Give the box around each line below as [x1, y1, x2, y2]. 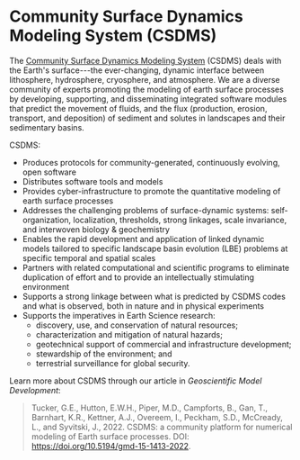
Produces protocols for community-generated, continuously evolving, [22, 157, 280, 167]
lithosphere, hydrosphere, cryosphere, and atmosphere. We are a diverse [9, 74, 280, 85]
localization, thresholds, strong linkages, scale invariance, [73, 214, 287, 225]
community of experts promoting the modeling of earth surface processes [9, 84, 285, 95]
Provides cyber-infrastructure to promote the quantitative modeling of [22, 185, 281, 196]
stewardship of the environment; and [35, 348, 172, 359]
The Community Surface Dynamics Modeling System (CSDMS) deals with [9, 55, 282, 66]
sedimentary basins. [9, 122, 85, 132]
